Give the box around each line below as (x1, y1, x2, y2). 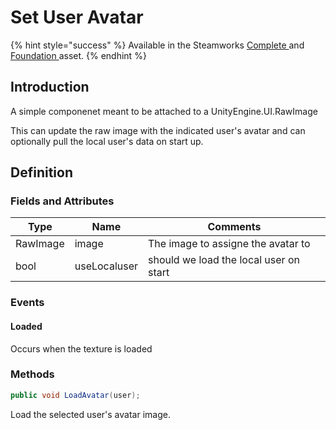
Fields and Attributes (10, 194, 115, 208)
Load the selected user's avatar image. (10, 408, 171, 420)
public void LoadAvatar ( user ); (10, 390, 141, 400)
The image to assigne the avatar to (148, 237, 311, 251)
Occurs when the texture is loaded (10, 342, 153, 355)
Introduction (10, 79, 90, 96)
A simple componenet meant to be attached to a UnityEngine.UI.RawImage (10, 105, 318, 117)
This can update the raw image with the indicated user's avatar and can (10, 124, 306, 136)
